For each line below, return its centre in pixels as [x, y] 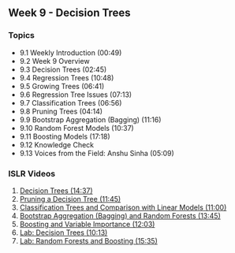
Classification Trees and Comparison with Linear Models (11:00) [123, 207]
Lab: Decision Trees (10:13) [63, 233]
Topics [22, 35]
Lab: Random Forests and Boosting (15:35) [88, 240]
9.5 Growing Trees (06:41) [62, 86]
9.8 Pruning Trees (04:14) [61, 111]
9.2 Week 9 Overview [54, 61]
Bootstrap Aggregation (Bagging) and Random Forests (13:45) [120, 215]
